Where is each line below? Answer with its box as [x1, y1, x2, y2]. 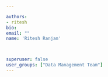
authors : [6, 14, 27, 19]
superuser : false [6, 56, 48, 62]
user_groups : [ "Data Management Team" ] [6, 62, 103, 68]
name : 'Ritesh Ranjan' [6, 36, 61, 42]
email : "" [6, 30, 30, 36]
